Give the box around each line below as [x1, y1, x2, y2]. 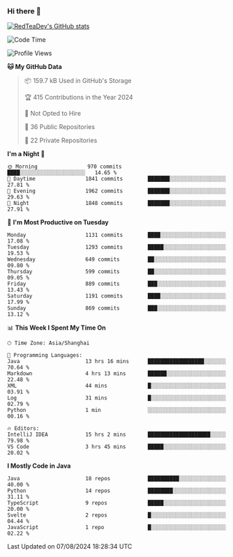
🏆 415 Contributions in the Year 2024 [24, 93, 134, 102]
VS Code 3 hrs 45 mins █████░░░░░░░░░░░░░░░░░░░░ [7, 443, 227, 450]
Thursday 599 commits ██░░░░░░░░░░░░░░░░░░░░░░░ [7, 268, 227, 275]
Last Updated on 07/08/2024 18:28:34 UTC [7, 542, 133, 551]
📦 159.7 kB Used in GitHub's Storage [24, 77, 132, 85]
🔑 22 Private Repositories [24, 136, 98, 145]
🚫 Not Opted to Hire [24, 109, 82, 118]
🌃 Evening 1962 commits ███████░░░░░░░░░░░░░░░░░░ [7, 188, 227, 194]
